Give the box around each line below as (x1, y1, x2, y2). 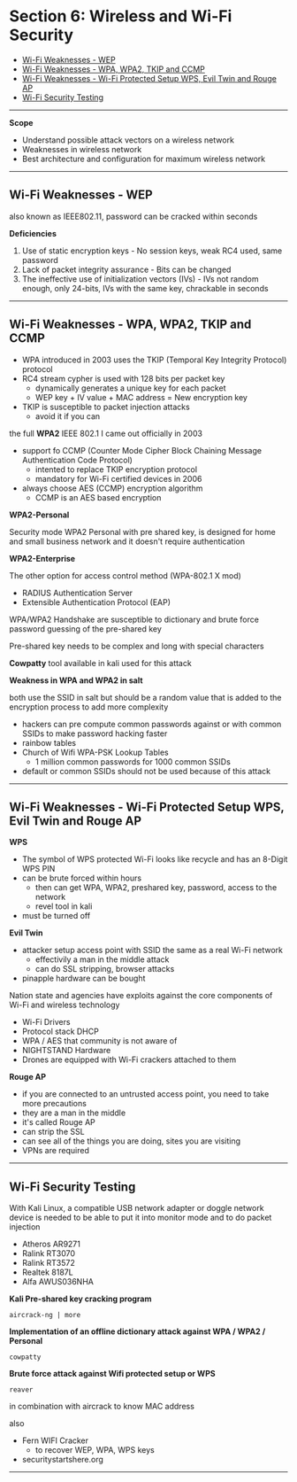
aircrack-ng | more (9, 1311, 81, 1320)
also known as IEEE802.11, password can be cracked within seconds (9, 211, 258, 221)
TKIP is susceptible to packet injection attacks (21, 401, 190, 412)
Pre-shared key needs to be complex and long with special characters (9, 640, 264, 651)
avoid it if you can (34, 410, 101, 422)
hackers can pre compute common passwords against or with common (21, 718, 282, 729)
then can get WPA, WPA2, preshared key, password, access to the (34, 882, 278, 893)
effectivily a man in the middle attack (34, 954, 170, 965)
